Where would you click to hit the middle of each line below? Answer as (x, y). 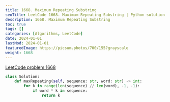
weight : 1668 (19, 53)
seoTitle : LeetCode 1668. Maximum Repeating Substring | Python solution (85, 15)
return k (51, 95)
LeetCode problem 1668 (31, 67)
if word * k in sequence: (60, 91)
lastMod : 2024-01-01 (27, 43)
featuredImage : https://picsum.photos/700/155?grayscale (67, 48)
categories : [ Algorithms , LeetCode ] (44, 34)
